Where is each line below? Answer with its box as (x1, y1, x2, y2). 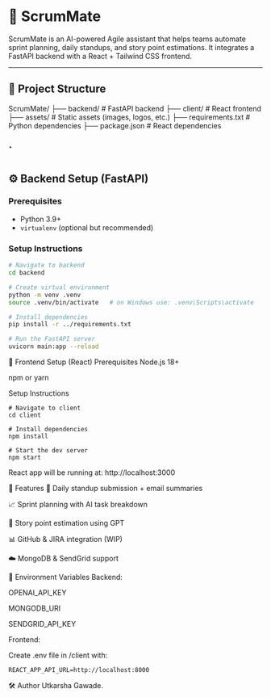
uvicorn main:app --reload (8, 342, 99, 351)
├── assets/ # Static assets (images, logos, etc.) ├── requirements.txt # (8, 112, 251, 122)
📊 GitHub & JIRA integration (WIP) (8, 535, 123, 544)
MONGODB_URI (8, 603, 61, 613)
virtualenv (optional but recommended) (19, 222, 154, 233)
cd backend (8, 269, 45, 277)
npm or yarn (8, 373, 50, 382)
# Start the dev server (8, 447, 89, 455)
